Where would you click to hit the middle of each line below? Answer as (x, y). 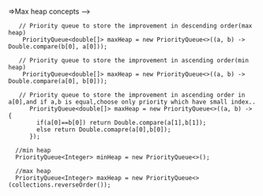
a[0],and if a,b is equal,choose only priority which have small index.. (132, 102)
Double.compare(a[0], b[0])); (58, 81)
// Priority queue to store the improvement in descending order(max (135, 26)
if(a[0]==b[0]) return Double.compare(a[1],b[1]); (122, 122)
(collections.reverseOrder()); (60, 185)
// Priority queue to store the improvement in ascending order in (132, 95)
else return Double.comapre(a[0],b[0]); (104, 130)
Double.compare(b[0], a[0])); (58, 47)
